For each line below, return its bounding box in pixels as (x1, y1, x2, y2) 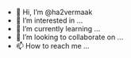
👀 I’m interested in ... (15, 16, 83, 25)
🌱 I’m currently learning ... (15, 24, 101, 33)
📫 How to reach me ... (15, 42, 90, 50)
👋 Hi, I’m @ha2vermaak (15, 8, 93, 16)
